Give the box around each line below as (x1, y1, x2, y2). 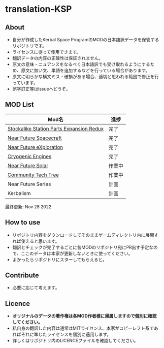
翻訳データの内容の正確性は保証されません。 (12, 55, 103, 61)
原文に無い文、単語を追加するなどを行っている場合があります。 (21, 67, 150, 73)
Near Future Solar (7, 162, 49, 169)
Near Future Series (7, 181, 51, 188)
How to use (5, 218, 40, 227)
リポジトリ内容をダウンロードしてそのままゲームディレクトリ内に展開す (12, 232, 159, 238)
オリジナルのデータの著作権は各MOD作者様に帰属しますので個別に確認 (12, 313, 157, 319)
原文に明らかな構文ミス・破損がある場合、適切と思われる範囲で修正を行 (12, 74, 159, 79)
